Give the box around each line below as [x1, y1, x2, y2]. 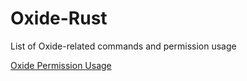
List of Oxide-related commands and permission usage [10, 40, 237, 52]
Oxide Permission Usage [10, 59, 112, 71]
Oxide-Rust [10, 7, 108, 30]
